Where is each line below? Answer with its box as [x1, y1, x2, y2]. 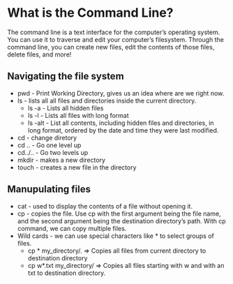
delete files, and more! [7, 50, 72, 59]
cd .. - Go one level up [17, 141, 82, 149]
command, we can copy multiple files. [17, 224, 127, 232]
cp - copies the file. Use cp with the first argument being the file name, [17, 209, 221, 218]
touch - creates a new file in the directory [17, 163, 137, 172]
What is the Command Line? [7, 5, 174, 21]
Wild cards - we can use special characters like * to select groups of [17, 232, 215, 240]
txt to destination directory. [27, 269, 106, 277]
